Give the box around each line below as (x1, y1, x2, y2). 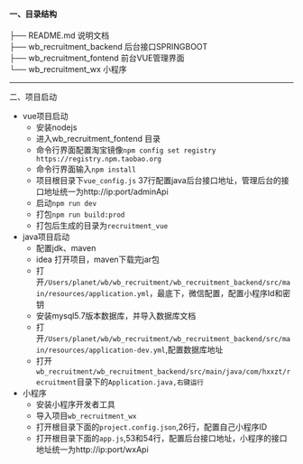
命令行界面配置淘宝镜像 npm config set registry (35, 144, 216, 155)
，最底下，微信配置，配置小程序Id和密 (149, 288, 291, 299)
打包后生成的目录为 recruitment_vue (35, 220, 169, 231)
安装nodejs (35, 122, 78, 133)
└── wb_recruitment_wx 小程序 (9, 64, 127, 75)
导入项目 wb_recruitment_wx (35, 411, 137, 422)
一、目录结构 (9, 8, 57, 19)
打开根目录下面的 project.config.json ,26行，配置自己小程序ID (35, 422, 268, 432)
